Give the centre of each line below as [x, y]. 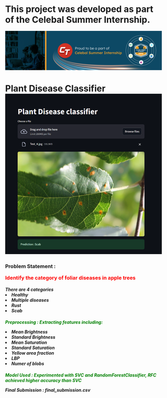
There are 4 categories [29, 289]
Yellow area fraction [33, 353]
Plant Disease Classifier [55, 89]
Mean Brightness [30, 332]
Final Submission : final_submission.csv [48, 390]
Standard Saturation [33, 348]
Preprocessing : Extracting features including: [54, 322]
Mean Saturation [29, 343]
